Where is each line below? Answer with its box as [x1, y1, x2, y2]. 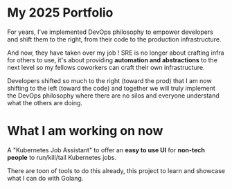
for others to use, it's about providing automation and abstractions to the [7, 55, 218, 64]
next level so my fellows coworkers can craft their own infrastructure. [7, 63, 206, 71]
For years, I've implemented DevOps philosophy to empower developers [7, 28, 213, 36]
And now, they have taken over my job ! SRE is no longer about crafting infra [7, 48, 224, 57]
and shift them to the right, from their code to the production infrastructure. [7, 35, 222, 43]
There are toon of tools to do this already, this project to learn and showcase [7, 166, 225, 174]
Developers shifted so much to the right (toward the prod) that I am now [7, 76, 213, 84]
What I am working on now [7, 123, 163, 139]
